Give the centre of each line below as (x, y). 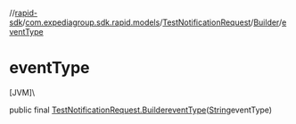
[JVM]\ (22, 92)
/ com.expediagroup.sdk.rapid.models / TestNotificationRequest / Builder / (152, 22)
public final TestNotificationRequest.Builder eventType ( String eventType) (141, 110)
